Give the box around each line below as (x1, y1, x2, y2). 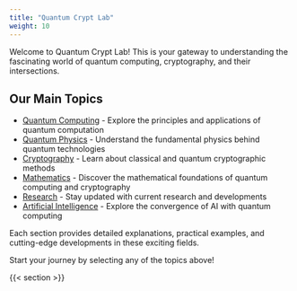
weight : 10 (9, 22, 50, 31)
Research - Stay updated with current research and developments (22, 191, 267, 202)
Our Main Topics (9, 91, 103, 106)
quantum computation (22, 125, 105, 136)
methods (22, 163, 56, 173)
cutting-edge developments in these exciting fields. (9, 237, 200, 248)
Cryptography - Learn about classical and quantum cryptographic (22, 154, 266, 164)
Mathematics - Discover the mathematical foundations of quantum (22, 172, 268, 183)
